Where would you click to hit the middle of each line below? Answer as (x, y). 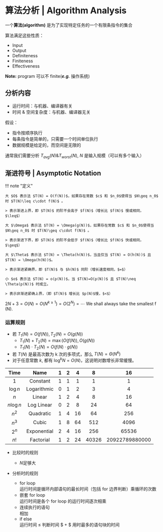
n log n (14, 405)
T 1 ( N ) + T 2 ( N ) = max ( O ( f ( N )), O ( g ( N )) (57, 341)
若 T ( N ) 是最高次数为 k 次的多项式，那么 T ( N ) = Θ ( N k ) (66, 354)
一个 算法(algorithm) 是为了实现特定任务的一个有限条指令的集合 (69, 25)
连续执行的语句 (35, 507)
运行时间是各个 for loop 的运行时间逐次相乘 (63, 501)
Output (19, 50)
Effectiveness (26, 66)
